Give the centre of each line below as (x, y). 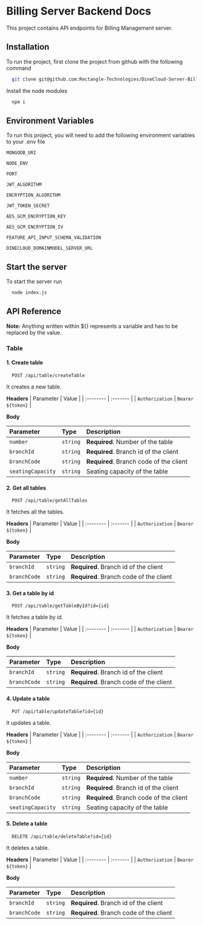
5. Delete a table (27, 824)
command (19, 68)
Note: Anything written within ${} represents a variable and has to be (92, 326)
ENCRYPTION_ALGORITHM (34, 195)
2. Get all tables (26, 488)
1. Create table (25, 362)
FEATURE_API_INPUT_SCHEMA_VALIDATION (54, 238)
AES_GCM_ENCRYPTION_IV (35, 227)
